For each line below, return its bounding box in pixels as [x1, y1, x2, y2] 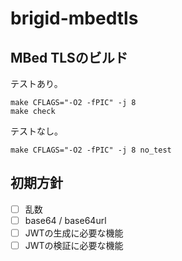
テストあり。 [10, 78, 63, 89]
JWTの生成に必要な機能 [24, 227, 124, 239]
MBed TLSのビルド [10, 49, 128, 66]
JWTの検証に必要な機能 [24, 240, 124, 251]
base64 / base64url [24, 214, 107, 226]
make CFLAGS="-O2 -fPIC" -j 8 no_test [10, 145, 172, 155]
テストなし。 [10, 125, 63, 137]
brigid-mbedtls [10, 7, 139, 30]
